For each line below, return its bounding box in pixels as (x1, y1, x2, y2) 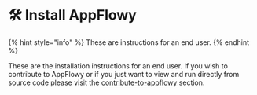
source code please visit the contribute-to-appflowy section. (8, 78, 205, 87)
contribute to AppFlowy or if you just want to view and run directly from (8, 69, 240, 79)
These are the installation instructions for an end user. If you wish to (8, 60, 228, 71)
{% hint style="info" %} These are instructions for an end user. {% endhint (8, 37, 250, 47)
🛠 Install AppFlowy (8, 6, 138, 24)
